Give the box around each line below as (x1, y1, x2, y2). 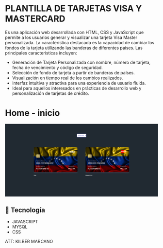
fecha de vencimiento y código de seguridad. (12, 64, 103, 71)
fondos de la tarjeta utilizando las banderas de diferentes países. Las (5, 45, 143, 51)
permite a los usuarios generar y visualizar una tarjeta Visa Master (5, 35, 137, 40)
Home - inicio (5, 107, 60, 119)
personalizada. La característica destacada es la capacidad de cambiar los (5, 39, 154, 45)
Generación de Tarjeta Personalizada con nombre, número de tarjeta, (12, 59, 151, 65)
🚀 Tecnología (5, 206, 45, 214)
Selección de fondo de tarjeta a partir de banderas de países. (12, 70, 135, 75)
